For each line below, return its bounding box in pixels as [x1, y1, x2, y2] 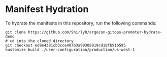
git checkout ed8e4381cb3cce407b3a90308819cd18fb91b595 [5, 42, 126, 48]
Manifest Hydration [5, 3, 89, 15]
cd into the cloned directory [10, 38, 74, 43]
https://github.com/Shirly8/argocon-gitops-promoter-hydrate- [27, 29, 162, 34]
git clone [5, 29, 26, 34]
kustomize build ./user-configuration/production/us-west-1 [5, 47, 136, 52]
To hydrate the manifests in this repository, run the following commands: [5, 20, 157, 26]
